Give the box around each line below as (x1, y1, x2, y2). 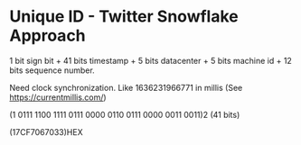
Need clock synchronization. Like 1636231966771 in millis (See (9, 82, 243, 93)
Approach (9, 25, 86, 46)
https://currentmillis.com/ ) (9, 92, 107, 103)
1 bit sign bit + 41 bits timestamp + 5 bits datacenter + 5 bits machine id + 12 (9, 55, 292, 66)
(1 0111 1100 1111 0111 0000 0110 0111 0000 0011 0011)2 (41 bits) (9, 109, 240, 120)
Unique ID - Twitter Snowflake (9, 6, 239, 27)
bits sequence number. (9, 65, 95, 76)
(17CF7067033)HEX (9, 126, 83, 137)
